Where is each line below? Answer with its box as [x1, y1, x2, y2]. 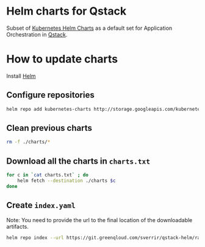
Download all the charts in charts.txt [6, 156, 151, 166]
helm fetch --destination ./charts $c [17, 178, 116, 184]
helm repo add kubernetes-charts [6, 106, 92, 112]
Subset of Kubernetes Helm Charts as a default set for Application [6, 24, 173, 32]
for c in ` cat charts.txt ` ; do [6, 172, 88, 178]
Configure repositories [6, 90, 95, 100]
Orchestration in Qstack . [6, 30, 68, 38]
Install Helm [6, 72, 36, 80]
